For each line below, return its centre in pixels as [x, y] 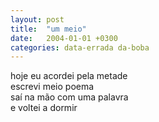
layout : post [37, 19]
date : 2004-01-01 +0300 [64, 38]
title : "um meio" [48, 29]
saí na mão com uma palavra [69, 97]
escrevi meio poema [52, 87]
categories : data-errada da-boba [80, 47]
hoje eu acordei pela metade [69, 76]
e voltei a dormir [44, 108]
